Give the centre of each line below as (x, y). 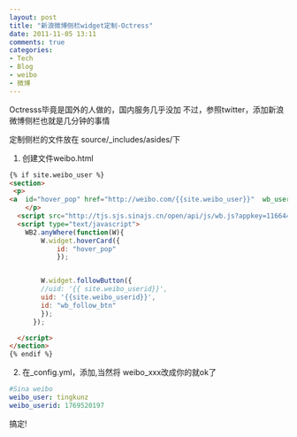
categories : (31, 50)
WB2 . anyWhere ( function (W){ (75, 232)
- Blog (21, 67)
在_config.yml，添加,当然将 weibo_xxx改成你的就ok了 (119, 372)
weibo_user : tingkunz (49, 397)
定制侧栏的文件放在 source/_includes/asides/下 (95, 139)
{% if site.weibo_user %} (57, 175)
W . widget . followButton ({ (87, 281)
